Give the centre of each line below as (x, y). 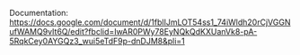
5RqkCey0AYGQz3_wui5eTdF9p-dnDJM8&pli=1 (97, 41)
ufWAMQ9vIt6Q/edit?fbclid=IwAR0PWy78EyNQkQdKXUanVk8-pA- (133, 31)
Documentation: (39, 13)
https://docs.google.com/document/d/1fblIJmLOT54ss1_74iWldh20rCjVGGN (150, 22)
